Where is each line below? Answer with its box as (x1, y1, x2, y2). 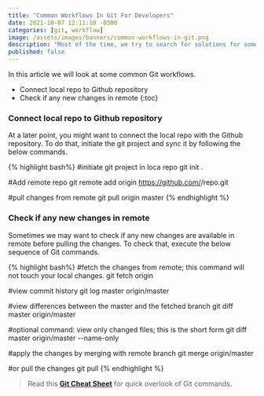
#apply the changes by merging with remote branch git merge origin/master (8, 348, 254, 357)
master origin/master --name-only (8, 333, 119, 343)
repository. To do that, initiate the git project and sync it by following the (8, 139, 241, 148)
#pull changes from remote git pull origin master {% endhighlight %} (8, 193, 229, 203)
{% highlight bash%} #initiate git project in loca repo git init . (8, 163, 203, 172)
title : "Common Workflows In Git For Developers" (8, 11, 174, 20)
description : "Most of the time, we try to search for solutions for (8, 41, 241, 49)
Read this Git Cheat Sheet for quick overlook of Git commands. (27, 379, 233, 388)
